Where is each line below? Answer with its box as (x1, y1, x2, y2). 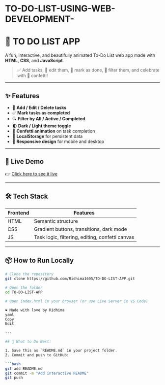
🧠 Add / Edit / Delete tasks (12, 105, 67, 110)
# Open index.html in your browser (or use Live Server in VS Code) (5, 299, 148, 304)
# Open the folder (5, 285, 43, 290)
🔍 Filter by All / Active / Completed (12, 115, 85, 121)
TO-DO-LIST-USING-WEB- (5, 3, 115, 14)
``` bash (5, 361, 21, 366)
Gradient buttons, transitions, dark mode (34, 225, 127, 232)
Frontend (7, 209, 29, 216)
